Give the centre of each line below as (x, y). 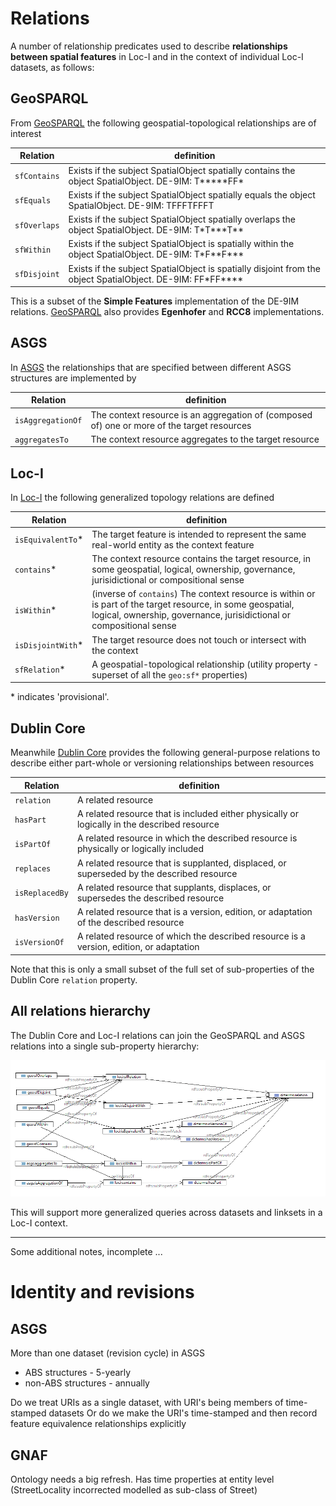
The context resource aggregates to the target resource (205, 439)
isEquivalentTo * (49, 539)
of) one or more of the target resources (171, 425)
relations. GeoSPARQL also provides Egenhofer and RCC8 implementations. (167, 311)
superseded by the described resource (157, 873)
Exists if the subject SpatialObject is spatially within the (181, 244)
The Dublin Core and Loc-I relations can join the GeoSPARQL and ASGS (158, 1035)
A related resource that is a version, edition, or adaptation (194, 912)
